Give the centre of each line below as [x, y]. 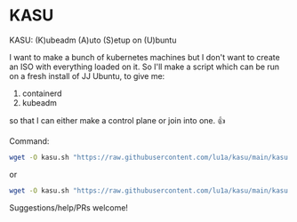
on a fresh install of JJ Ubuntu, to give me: [87, 75]
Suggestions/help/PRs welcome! [69, 207]
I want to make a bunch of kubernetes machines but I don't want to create [144, 57]
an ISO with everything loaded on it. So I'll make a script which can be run [144, 67]
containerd [42, 93]
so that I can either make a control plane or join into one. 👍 [117, 120]
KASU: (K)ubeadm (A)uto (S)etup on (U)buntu [93, 40]
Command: [29, 141]
